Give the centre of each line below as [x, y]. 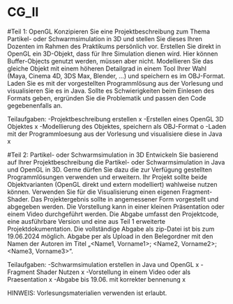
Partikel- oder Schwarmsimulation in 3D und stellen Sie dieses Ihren [105, 38]
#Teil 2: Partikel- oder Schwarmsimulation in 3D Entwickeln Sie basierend [113, 155]
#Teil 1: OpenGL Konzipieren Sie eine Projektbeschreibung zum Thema [109, 31]
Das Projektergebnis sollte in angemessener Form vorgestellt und [125, 199]
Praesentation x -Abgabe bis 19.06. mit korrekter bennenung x [97, 279]
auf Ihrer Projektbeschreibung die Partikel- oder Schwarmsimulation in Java [116, 162]
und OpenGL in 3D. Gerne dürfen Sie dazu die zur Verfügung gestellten [110, 169]
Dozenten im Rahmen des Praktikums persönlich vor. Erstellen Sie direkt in [114, 46]
